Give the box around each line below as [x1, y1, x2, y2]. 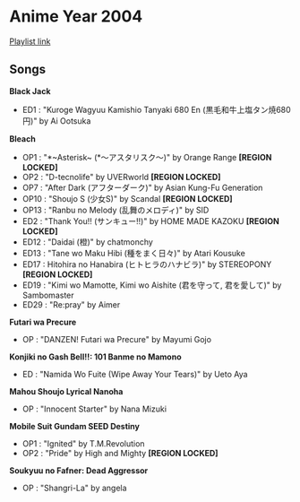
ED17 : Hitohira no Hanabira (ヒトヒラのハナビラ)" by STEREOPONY [21, 258, 272, 270]
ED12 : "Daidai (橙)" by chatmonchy [21, 236, 154, 247]
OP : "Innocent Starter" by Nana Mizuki [21, 403, 167, 414]
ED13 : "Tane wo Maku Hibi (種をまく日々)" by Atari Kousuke [21, 247, 246, 258]
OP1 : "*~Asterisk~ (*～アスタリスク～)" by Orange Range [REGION [21, 151, 272, 162]
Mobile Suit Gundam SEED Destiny [9, 420, 141, 431]
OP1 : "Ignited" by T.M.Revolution [21, 437, 145, 449]
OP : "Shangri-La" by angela [21, 482, 127, 493]
